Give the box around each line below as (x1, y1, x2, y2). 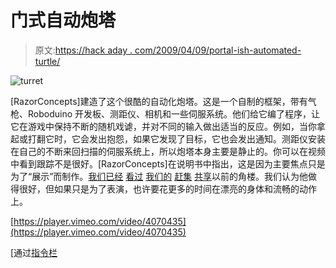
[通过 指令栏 (10, 246, 58, 258)
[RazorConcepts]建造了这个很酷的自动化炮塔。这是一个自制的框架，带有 (10, 95, 308, 107)
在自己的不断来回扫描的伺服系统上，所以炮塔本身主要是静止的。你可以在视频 (10, 145, 326, 157)
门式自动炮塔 (10, 9, 117, 32)
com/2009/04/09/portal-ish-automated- (134, 44, 302, 56)
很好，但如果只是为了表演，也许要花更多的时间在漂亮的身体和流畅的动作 (18, 182, 317, 195)
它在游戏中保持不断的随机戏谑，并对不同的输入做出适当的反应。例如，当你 (10, 120, 317, 132)
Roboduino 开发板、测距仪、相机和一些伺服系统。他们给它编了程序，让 (27, 107, 321, 120)
